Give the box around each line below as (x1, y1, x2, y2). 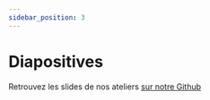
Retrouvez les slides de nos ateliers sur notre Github (8, 81, 202, 92)
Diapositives (8, 51, 104, 71)
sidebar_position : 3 (8, 12, 86, 22)
